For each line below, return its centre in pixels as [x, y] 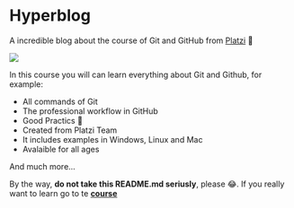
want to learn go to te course [63, 193]
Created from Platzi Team [70, 130]
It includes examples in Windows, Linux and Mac [112, 139]
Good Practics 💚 [53, 120]
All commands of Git [60, 101]
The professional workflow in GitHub [90, 111]
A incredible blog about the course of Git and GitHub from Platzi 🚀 [131, 40]
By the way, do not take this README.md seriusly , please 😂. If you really [147, 184]
